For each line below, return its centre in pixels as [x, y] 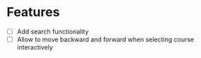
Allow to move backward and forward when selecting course [105, 39]
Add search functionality [53, 31]
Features [33, 12]
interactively [35, 48]
